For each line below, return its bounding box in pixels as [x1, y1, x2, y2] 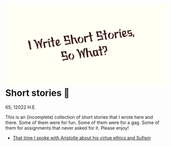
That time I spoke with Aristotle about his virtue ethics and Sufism [12, 135, 151, 141]
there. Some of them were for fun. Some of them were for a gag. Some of [5, 119, 160, 126]
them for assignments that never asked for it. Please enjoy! [5, 125, 129, 131]
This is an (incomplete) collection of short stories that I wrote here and [5, 114, 153, 120]
